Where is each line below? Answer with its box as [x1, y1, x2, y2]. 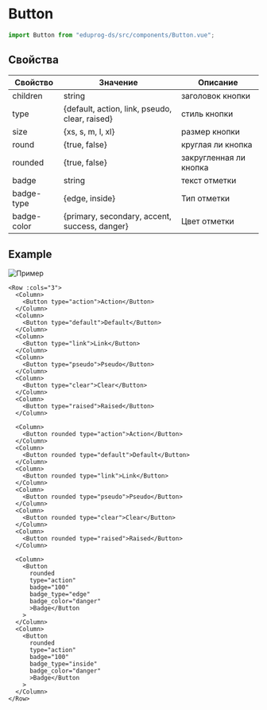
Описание [197, 76, 238, 88]
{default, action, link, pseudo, [63, 103, 172, 114]
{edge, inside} [63, 193, 116, 204]
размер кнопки [181, 126, 240, 137]
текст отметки [181, 174, 237, 185]
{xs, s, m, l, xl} [63, 126, 115, 137]
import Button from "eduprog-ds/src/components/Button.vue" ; [8, 31, 215, 39]
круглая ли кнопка [181, 138, 253, 150]
